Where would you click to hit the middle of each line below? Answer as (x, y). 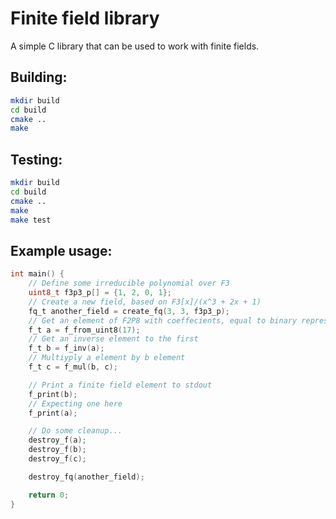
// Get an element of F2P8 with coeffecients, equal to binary (163, 320)
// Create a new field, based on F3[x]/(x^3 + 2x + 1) (145, 302)
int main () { (37, 274)
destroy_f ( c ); (57, 459)
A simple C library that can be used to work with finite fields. (135, 46)
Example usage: (61, 250)
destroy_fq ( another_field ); (86, 477)
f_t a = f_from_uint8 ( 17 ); (84, 330)
